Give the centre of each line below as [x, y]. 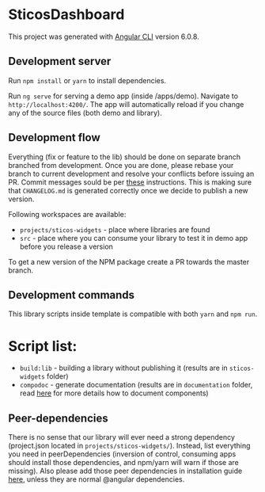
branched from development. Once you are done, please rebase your [121, 165]
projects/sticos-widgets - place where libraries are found [115, 229]
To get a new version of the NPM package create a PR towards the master [129, 261]
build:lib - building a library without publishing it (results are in [123, 368]
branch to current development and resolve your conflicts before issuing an [131, 174]
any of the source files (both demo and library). [85, 113]
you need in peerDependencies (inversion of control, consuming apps [122, 454]
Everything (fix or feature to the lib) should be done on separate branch [125, 157]
